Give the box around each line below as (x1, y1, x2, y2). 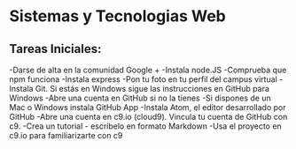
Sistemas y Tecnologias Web (9, 6, 226, 26)
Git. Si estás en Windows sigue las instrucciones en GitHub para (35, 84, 270, 93)
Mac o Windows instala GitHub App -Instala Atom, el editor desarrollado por (9, 102, 286, 112)
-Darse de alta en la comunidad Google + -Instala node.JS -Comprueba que (9, 64, 287, 75)
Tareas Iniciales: (9, 41, 102, 56)
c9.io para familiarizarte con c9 (9, 130, 123, 140)
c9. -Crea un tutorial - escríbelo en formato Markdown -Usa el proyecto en (9, 121, 282, 131)
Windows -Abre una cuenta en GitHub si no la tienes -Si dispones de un (9, 93, 272, 103)
